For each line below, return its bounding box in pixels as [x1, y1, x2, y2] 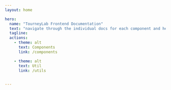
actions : [9, 35, 28, 40]
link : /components [18, 49, 58, 55]
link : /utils [18, 68, 46, 73]
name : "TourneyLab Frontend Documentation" [9, 21, 103, 26]
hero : [5, 16, 16, 22]
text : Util [18, 63, 42, 68]
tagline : [9, 31, 28, 36]
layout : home [5, 7, 33, 13]
